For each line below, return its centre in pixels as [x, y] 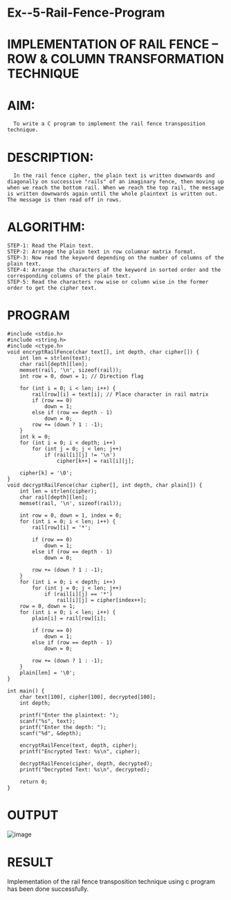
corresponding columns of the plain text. [69, 276]
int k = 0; [35, 437]
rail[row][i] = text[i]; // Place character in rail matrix [120, 395]
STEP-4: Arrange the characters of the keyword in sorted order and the [114, 270]
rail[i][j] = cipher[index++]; [102, 600]
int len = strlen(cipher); [58, 492]
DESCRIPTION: [50, 157]
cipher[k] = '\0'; [46, 473]
